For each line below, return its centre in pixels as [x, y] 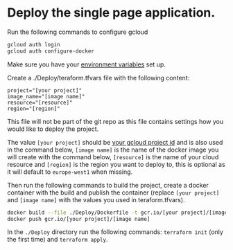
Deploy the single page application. [111, 13]
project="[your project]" [44, 90]
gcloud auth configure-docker [51, 51]
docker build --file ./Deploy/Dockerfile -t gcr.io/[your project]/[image [118, 213]
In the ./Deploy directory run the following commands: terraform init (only [115, 232]
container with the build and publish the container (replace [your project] [113, 193]
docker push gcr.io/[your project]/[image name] [79, 219]
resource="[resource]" [40, 102]
